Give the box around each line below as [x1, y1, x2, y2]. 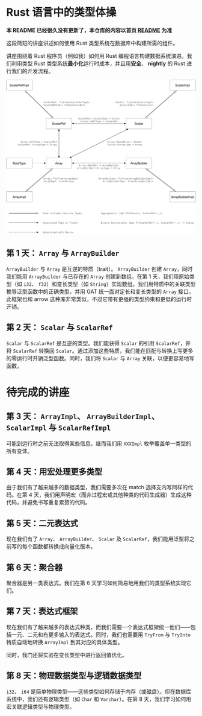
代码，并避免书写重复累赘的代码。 [6, 499, 91, 506]
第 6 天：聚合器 [6, 562, 63, 572]
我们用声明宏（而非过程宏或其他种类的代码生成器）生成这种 [44, 491, 192, 498]
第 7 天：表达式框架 [6, 606, 78, 616]
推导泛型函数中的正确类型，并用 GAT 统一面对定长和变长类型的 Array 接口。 [6, 288, 194, 295]
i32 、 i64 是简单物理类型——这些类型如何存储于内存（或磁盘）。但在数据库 [6, 688, 191, 695]
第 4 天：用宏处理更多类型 [6, 466, 103, 477]
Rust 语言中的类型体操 [6, 5, 117, 19]
